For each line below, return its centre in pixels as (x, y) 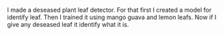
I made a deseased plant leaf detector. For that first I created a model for (109, 10)
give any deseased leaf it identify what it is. (68, 24)
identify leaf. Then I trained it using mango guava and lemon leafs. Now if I (112, 17)
